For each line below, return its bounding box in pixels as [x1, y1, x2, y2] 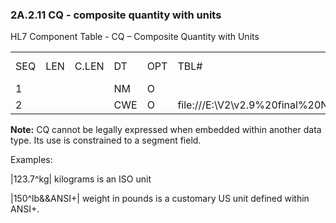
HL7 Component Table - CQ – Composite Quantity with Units [10, 31, 260, 43]
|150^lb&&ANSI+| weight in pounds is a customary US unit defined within [10, 193, 310, 205]
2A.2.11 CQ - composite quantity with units [10, 8, 222, 22]
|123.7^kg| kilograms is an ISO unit [10, 173, 152, 185]
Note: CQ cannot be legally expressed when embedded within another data [10, 124, 322, 136]
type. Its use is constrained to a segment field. [10, 134, 202, 147]
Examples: [10, 154, 53, 166]
